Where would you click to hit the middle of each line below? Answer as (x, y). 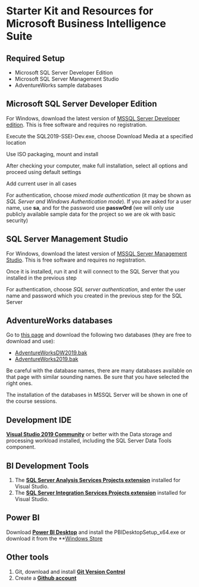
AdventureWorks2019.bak (46, 359)
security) (17, 220)
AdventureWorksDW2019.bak (51, 353)
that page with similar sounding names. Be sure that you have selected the (98, 377)
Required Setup (36, 58)
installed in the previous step (41, 278)
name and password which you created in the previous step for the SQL (94, 296)
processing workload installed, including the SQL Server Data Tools (89, 441)
